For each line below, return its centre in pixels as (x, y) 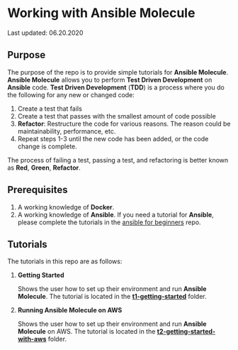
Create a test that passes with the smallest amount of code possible (117, 116)
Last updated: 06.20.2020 (45, 33)
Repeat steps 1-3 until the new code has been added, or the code (113, 138)
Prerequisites (38, 190)
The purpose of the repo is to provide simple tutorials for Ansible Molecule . (118, 72)
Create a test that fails (50, 109)
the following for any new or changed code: (71, 94)
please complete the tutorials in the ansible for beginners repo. (109, 222)
